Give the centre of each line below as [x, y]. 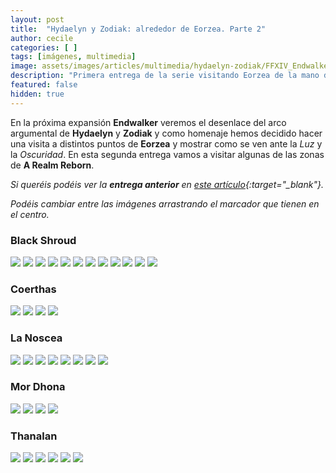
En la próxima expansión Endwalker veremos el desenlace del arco [148, 122]
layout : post [37, 19]
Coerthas [33, 289]
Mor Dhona [38, 387]
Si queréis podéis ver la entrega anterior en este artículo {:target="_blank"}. [167, 184]
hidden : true [37, 94]
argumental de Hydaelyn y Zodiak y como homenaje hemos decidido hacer [166, 133]
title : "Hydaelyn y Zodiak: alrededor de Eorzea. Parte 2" [138, 29]
